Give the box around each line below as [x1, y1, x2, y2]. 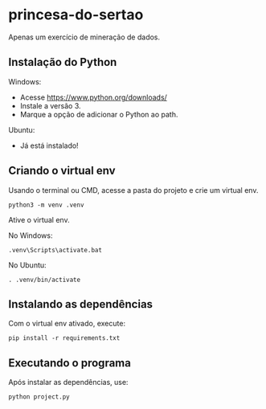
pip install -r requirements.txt [8, 334, 121, 342]
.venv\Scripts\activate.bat [8, 246, 103, 254]
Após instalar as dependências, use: [8, 378, 129, 387]
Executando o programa [8, 356, 131, 370]
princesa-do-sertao [8, 6, 144, 24]
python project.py [8, 393, 70, 401]
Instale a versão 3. [19, 100, 81, 110]
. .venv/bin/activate [8, 276, 81, 284]
